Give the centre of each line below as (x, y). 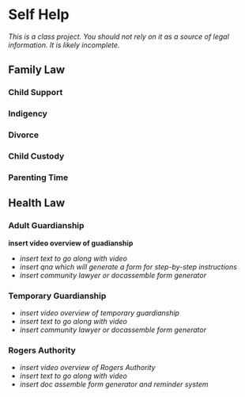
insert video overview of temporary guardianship (100, 313)
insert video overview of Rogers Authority (87, 368)
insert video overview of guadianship (71, 242)
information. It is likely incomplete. (64, 44)
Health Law (37, 203)
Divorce (24, 135)
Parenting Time (38, 178)
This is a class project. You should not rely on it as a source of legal (119, 36)
